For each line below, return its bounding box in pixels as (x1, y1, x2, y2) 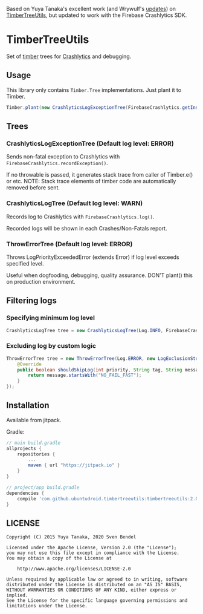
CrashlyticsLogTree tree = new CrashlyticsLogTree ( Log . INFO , (6, 327, 164, 333)
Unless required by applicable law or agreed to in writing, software (6, 576, 188, 583)
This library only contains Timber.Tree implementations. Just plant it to (6, 86, 182, 93)
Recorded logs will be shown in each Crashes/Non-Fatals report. (6, 224, 167, 232)
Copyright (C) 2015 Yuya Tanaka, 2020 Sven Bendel (6, 534, 137, 540)
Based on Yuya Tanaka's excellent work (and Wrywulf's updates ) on (6, 5, 176, 12)
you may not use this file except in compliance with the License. (6, 550, 180, 556)
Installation (6, 400, 50, 411)
